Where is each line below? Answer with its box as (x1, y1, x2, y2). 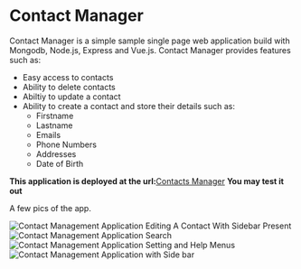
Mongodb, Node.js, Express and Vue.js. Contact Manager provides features (9, 44, 291, 55)
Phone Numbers (35, 139, 98, 150)
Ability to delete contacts (22, 81, 116, 92)
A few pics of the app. (9, 202, 92, 213)
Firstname (35, 110, 74, 121)
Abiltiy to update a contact (22, 91, 121, 102)
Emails (35, 129, 61, 140)
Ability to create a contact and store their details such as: (22, 100, 236, 111)
